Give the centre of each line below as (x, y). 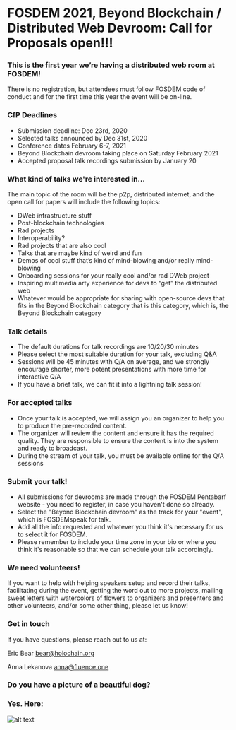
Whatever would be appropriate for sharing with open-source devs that (121, 298)
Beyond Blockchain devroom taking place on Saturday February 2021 (118, 153)
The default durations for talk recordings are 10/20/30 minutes (108, 347)
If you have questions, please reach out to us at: (77, 639)
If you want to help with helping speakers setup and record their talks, (109, 583)
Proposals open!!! (61, 43)
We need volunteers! (44, 567)
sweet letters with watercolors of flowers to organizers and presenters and (116, 598)
